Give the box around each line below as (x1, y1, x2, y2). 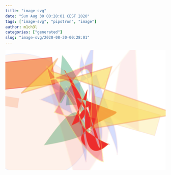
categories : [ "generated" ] (5, 30, 63, 35)
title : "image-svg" (5, 8, 47, 13)
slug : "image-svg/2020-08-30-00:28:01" (5, 35, 90, 40)
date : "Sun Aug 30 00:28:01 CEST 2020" (5, 13, 90, 19)
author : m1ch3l (5, 24, 38, 30)
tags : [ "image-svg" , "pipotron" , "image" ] (5, 19, 97, 24)
